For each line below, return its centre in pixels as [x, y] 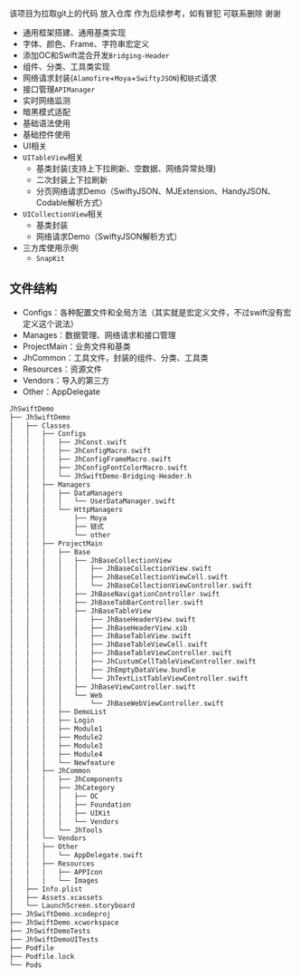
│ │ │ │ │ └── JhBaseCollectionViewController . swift [131, 586]
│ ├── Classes [40, 426]
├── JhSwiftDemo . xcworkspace [64, 923]
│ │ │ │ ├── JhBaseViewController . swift [103, 687]
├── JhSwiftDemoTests [50, 932]
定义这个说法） [50, 324]
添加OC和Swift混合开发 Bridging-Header [96, 55]
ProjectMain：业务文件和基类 [76, 346]
